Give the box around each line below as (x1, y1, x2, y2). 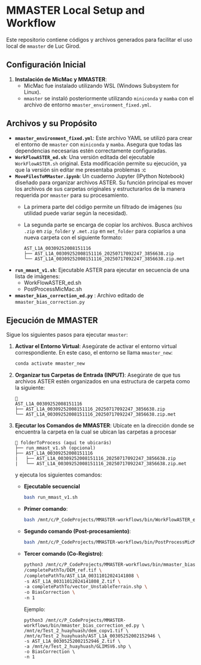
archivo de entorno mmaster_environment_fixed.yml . (23, 101, 151, 108)
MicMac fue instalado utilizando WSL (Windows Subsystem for (23, 82, 179, 89)
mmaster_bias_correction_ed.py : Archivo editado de (14, 291, 144, 299)
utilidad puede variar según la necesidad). (23, 209, 128, 216)
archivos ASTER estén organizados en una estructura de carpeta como (14, 378, 190, 385)
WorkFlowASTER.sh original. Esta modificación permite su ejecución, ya (14, 160, 187, 167)
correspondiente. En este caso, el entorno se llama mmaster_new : (14, 349, 173, 356)
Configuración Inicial (6, 60, 86, 70)
